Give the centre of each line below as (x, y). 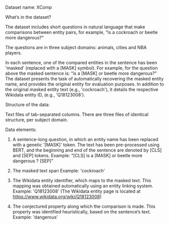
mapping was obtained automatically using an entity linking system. (83, 186)
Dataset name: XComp (29, 7)
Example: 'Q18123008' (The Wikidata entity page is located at (76, 191)
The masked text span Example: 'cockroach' (59, 171)
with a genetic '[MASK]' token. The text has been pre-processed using (86, 145)
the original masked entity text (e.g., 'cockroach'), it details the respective (82, 89)
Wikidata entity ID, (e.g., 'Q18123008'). (45, 95)
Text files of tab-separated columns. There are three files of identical (77, 114)
